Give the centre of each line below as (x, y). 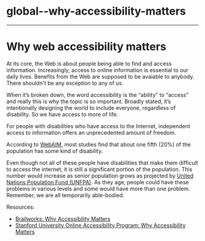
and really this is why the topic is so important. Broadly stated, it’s (89, 101)
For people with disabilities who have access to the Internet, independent (98, 126)
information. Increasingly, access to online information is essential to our (97, 70)
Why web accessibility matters (86, 47)
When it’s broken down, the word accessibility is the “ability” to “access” (98, 95)
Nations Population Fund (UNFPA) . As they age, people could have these (98, 182)
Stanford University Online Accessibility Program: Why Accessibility (100, 225)
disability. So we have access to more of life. (62, 114)
